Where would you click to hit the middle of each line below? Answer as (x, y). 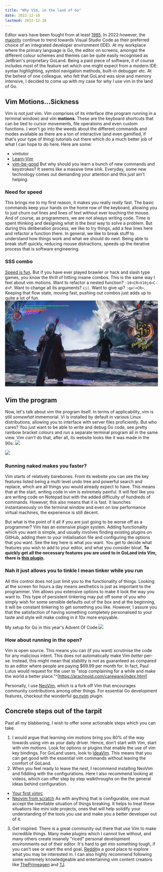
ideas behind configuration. (40, 784)
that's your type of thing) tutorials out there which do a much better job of (79, 139)
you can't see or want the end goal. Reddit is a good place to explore (80, 849)
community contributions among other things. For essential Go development (81, 691)
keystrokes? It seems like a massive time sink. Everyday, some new (79, 169)
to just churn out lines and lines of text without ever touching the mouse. (77, 213)
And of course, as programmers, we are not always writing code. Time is (78, 218)
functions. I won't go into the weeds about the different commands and (76, 129)
